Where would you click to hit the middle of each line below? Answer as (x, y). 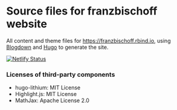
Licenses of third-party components (61, 74)
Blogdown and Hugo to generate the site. (57, 47)
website (27, 24)
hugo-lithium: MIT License (47, 88)
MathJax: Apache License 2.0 (52, 100)
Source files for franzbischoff (82, 11)
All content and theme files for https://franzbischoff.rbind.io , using (88, 40)
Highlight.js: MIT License (46, 94)
